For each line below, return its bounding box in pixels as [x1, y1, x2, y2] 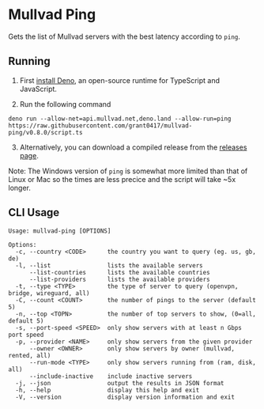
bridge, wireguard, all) [8, 289, 90, 297]
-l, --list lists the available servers [15, 261, 203, 270]
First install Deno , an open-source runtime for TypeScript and [19, 75, 220, 85]
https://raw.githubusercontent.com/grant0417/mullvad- [8, 121, 193, 130]
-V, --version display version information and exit [15, 393, 236, 401]
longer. [8, 183, 32, 192]
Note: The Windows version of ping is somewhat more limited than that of [8, 166, 248, 176]
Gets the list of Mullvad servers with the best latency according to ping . [8, 32, 241, 41]
